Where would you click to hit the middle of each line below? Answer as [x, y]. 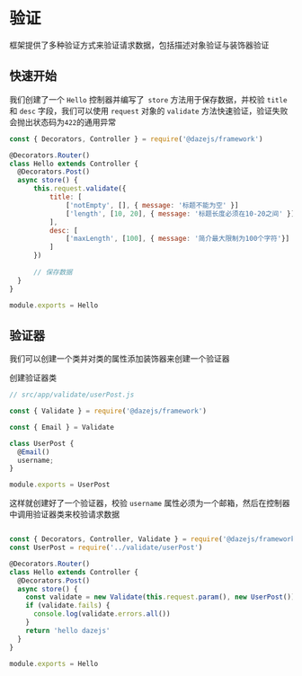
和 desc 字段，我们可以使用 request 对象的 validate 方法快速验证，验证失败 [149, 111]
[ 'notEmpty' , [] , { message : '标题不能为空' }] [152, 205]
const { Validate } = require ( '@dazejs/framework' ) [108, 411]
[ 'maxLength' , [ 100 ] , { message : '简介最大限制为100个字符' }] [178, 239]
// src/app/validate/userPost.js [72, 395]
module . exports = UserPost [60, 485]
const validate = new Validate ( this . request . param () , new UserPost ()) [160, 597]
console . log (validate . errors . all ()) [102, 614]
